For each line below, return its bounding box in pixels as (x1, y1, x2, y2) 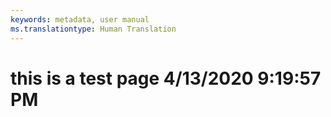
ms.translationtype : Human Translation (10, 24, 177, 34)
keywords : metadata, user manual (10, 14, 150, 25)
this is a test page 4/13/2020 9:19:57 (10, 67, 322, 90)
